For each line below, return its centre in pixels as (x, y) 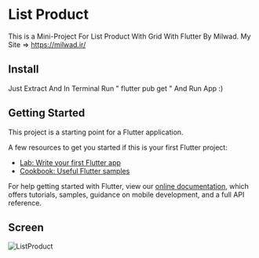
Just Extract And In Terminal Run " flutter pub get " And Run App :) (116, 88)
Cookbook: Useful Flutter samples (75, 171)
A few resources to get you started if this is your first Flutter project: (118, 147)
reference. (25, 203)
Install (24, 70)
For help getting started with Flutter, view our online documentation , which (129, 186)
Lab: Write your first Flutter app (70, 162)
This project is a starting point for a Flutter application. (96, 132)
